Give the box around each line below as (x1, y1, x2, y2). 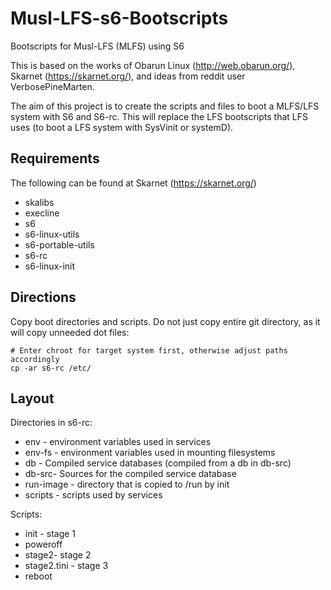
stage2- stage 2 (24, 549, 92, 561)
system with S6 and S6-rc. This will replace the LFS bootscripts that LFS (10, 110, 308, 122)
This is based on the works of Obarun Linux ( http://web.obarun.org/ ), (10, 59, 296, 71)
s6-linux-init (24, 260, 76, 272)
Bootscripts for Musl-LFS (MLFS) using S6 (10, 40, 185, 52)
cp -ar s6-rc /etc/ (10, 363, 92, 373)
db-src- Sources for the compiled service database (24, 468, 237, 480)
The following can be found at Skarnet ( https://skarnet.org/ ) (10, 177, 257, 189)
